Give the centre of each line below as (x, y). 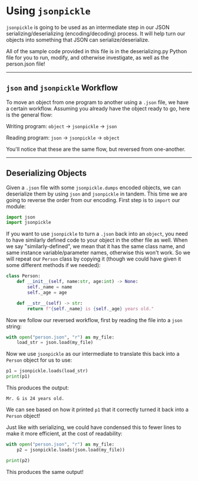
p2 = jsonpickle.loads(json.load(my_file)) (71, 450)
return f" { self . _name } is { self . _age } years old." (91, 308)
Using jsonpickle (48, 11)
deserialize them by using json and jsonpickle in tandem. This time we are (97, 194)
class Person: (24, 276)
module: (16, 206)
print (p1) (18, 376)
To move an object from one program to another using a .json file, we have (97, 102)
